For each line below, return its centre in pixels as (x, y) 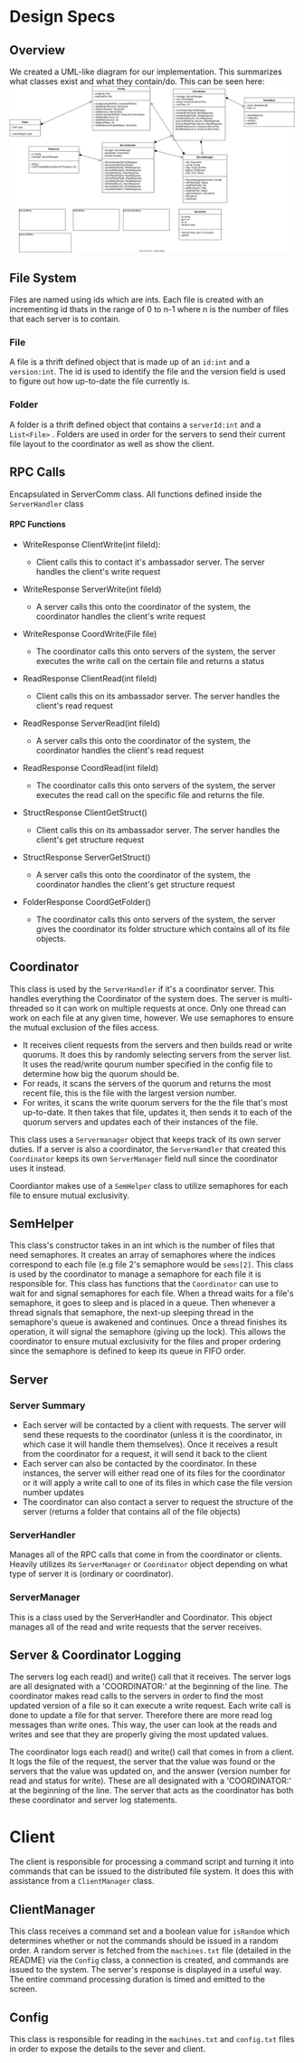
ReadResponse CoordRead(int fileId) (90, 767)
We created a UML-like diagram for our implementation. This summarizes (146, 71)
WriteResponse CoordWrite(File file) (90, 633)
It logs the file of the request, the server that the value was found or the (142, 1762)
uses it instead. (38, 1168)
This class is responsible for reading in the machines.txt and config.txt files (152, 2039)
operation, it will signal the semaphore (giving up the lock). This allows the (148, 1332)
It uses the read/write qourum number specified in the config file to (147, 1064)
